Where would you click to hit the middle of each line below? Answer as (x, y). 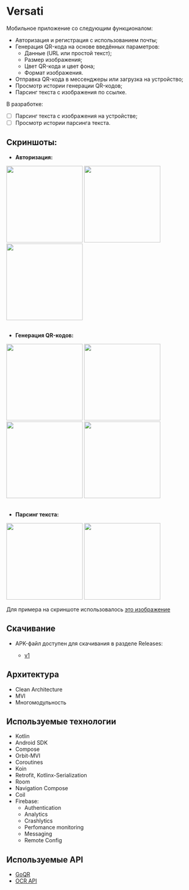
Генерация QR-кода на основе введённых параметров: (87, 47)
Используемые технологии (61, 721)
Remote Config (43, 840)
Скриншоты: (32, 142)
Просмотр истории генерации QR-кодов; (69, 85)
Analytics (36, 814)
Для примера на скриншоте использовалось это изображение (88, 609)
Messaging (38, 834)
